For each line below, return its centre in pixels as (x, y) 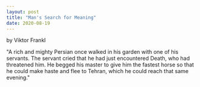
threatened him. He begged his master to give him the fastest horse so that (100, 65)
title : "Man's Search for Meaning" (51, 18)
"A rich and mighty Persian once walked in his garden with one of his (92, 52)
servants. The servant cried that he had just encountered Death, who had (98, 59)
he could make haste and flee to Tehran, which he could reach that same (98, 71)
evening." (18, 78)
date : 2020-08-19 (28, 23)
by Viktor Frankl (26, 40)
